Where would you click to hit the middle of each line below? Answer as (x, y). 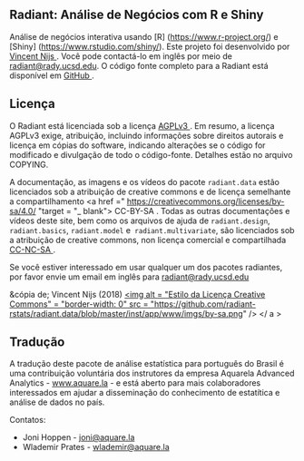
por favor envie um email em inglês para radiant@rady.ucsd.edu (129, 277)
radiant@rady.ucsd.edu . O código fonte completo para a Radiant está (139, 65)
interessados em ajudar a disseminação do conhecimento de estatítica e (145, 393)
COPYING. (29, 164)
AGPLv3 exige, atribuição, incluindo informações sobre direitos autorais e (147, 135)
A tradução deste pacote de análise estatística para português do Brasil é (147, 364)
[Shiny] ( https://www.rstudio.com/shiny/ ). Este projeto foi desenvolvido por (150, 46)
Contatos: (28, 420)
